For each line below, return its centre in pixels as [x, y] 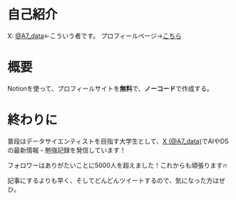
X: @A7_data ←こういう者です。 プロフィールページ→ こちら [94, 36]
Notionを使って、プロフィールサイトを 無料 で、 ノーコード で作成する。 [111, 88]
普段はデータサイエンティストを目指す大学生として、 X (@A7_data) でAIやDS [118, 141]
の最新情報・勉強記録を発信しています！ [67, 150]
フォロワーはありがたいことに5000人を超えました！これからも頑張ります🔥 [118, 165]
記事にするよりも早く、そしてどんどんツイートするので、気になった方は [113, 180]
